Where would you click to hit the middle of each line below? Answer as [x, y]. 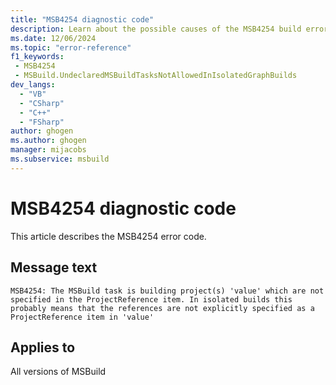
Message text [54, 267]
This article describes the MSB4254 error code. [108, 236]
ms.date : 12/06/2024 [53, 38]
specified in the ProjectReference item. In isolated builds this [151, 299]
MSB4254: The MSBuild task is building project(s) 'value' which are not [167, 291]
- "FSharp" [42, 122]
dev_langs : [33, 85]
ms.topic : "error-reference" [71, 47]
